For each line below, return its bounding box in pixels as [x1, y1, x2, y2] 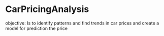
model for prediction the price [5, 25, 68, 31]
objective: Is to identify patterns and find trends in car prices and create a [5, 20, 159, 26]
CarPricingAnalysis [5, 3, 89, 15]
